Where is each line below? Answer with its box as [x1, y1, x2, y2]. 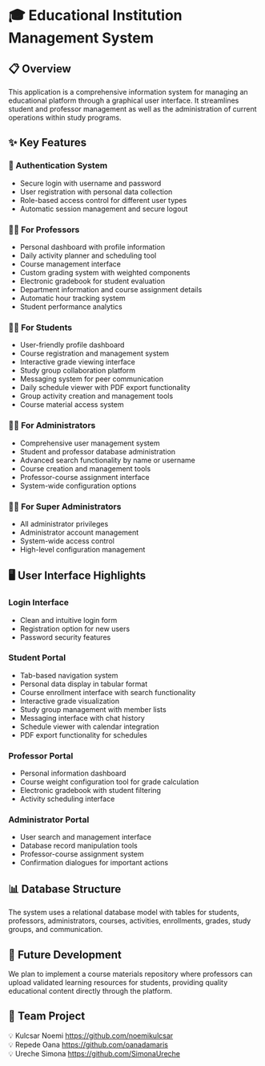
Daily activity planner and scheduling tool [19, 250, 157, 260]
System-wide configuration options [19, 481, 137, 490]
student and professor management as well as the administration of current [8, 104, 258, 113]
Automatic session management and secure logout [19, 204, 188, 214]
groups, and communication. [8, 925, 103, 934]
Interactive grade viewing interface [19, 357, 136, 367]
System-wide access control [19, 535, 114, 546]
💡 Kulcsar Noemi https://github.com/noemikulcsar [8, 1031, 174, 1040]
